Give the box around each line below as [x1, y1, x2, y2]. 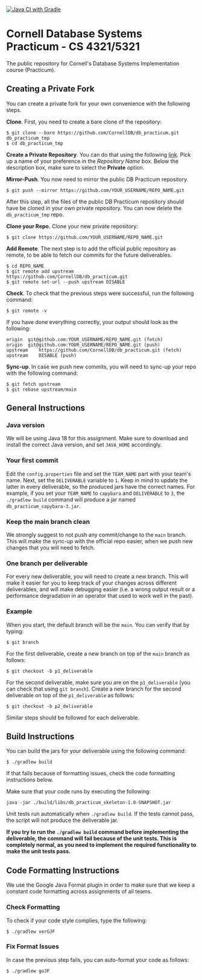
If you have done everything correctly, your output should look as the [6, 318, 178, 325]
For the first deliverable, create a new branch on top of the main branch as [6, 650, 190, 657]
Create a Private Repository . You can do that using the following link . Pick [6, 151, 191, 158]
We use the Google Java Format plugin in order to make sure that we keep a [6, 881, 195, 889]
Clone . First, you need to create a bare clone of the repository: [6, 118, 162, 125]
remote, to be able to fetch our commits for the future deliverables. [6, 251, 172, 259]
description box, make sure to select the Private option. [6, 164, 145, 171]
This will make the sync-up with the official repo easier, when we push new [6, 538, 193, 545]
